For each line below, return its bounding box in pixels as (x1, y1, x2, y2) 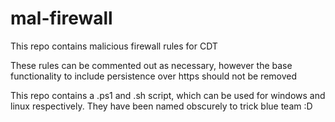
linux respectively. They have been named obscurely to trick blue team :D (10, 100, 313, 112)
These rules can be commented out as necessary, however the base (10, 59, 293, 71)
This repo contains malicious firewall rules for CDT (10, 40, 218, 52)
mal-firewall (10, 7, 113, 30)
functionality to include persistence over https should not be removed (10, 70, 298, 82)
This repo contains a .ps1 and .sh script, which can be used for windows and (10, 89, 326, 101)
